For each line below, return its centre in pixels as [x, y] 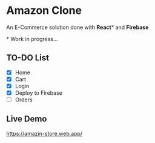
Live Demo [27, 119]
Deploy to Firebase [38, 93]
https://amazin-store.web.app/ [45, 133]
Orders [24, 100]
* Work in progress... [32, 39]
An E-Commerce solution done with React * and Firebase [77, 27]
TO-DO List [28, 58]
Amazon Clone [44, 11]
